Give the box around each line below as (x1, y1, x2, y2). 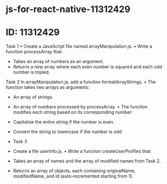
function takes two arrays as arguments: (6, 84, 90, 90)
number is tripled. (13, 69, 50, 75)
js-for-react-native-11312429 (6, 4, 131, 15)
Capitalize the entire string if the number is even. (13, 119, 115, 125)
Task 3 (13, 139, 27, 145)
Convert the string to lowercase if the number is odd (13, 129, 122, 135)
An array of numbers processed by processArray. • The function (13, 104, 148, 110)
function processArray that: (6, 49, 63, 55)
